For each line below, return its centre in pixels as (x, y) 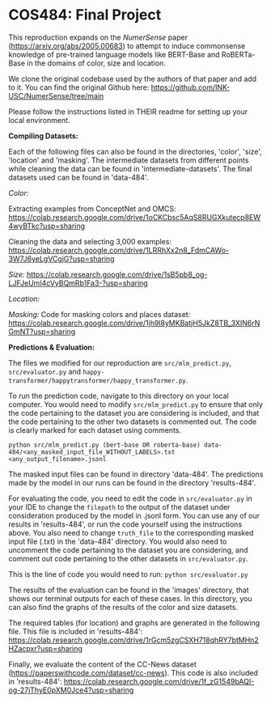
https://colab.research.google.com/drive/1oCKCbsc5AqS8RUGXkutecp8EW (135, 217)
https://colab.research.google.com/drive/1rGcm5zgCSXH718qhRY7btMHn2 (133, 640)
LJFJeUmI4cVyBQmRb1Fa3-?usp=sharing (78, 283)
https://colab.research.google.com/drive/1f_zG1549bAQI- (159, 681)
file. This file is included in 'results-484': (76, 631)
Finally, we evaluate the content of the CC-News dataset (102, 664)
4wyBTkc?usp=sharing (47, 226)
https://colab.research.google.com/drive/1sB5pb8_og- (117, 274)
